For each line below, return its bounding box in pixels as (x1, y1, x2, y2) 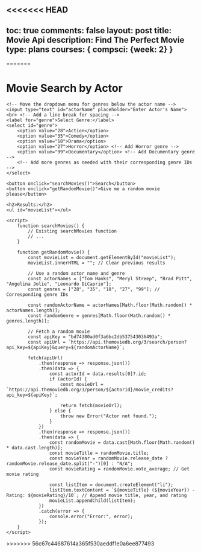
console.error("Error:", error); (49, 513, 134, 520)
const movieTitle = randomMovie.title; (49, 450, 149, 457)
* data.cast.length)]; (6, 445, 63, 451)
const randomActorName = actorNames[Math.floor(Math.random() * (28, 302, 193, 309)
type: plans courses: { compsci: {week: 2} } (6, 44, 173, 54)
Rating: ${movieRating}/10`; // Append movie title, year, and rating (6, 492, 187, 499)
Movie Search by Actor (6, 82, 123, 95)
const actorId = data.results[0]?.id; (49, 371, 147, 377)
